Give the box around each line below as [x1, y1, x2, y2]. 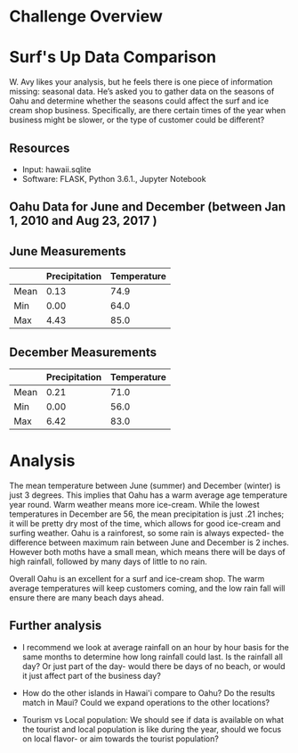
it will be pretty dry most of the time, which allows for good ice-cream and [9, 517, 281, 528]
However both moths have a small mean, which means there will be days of [9, 546, 286, 557]
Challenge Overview [9, 6, 163, 27]
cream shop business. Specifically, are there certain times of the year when [9, 105, 286, 116]
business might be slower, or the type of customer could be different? [9, 114, 265, 126]
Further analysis [9, 618, 102, 633]
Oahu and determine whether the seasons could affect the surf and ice [9, 95, 270, 106]
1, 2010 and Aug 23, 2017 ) [9, 213, 157, 228]
